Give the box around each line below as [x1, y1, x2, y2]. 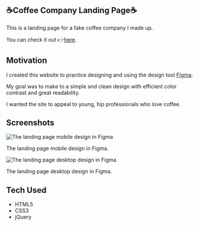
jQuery [14, 214, 31, 221]
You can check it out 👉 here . [6, 36, 77, 43]
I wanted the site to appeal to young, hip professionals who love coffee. [6, 100, 181, 107]
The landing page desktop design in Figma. [6, 168, 112, 175]
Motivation [6, 56, 48, 66]
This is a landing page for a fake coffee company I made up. [6, 24, 153, 31]
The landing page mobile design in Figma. [6, 145, 109, 152]
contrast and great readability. [6, 89, 80, 96]
